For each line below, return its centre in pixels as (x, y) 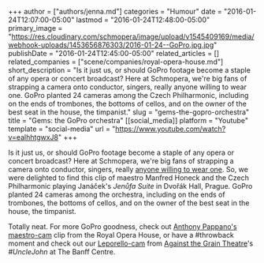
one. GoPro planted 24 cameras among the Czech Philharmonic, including (128, 95)
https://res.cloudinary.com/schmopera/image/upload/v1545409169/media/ (133, 36)
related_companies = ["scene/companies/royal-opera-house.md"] (116, 62)
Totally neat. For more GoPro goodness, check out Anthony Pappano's (123, 227)
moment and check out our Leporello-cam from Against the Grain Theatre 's (131, 243)
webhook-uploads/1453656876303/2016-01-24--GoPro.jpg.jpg (111, 45)
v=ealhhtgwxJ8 (33, 137)
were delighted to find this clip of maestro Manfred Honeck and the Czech (129, 178)
